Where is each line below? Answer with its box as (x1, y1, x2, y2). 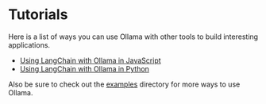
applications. (8, 40, 50, 49)
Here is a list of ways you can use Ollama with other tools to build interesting (8, 32, 259, 41)
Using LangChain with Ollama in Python (19, 64, 149, 73)
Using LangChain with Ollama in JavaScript (19, 56, 161, 65)
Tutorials (8, 6, 68, 24)
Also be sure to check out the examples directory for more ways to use (8, 79, 241, 89)
